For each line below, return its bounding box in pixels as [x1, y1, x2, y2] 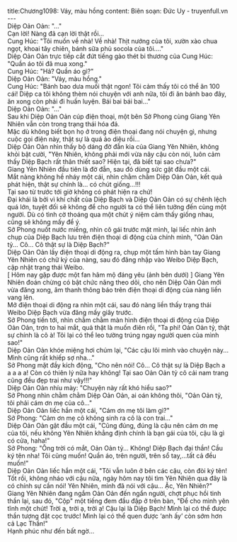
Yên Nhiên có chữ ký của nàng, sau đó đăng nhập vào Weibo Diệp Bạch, [7, 255, 219, 264]
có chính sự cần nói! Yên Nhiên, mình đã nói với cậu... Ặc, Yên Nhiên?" [7, 482, 212, 490]
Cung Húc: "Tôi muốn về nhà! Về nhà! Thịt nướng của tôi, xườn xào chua [7, 37, 218, 45]
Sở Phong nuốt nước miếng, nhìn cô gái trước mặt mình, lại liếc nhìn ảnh [7, 226, 216, 233]
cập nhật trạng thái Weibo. [7, 263, 85, 271]
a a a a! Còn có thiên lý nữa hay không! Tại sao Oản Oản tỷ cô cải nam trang [7, 369, 229, 377]
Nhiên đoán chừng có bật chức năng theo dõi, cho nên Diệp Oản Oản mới [7, 278, 221, 287]
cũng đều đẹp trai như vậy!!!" [7, 376, 93, 385]
